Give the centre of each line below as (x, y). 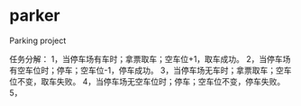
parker (35, 16)
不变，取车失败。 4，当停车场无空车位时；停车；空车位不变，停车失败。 (151, 81)
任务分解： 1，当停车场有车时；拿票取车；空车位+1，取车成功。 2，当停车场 (150, 58)
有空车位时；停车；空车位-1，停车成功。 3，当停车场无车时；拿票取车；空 (146, 70)
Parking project (38, 40)
